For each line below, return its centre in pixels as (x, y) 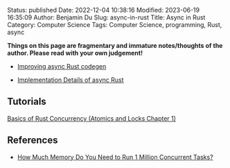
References (33, 141)
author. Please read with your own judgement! (75, 53)
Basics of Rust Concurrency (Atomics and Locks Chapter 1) (92, 118)
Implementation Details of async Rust (70, 80)
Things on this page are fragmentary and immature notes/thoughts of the (115, 45)
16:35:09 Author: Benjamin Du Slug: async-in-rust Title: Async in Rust (106, 17)
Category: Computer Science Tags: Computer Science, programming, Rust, (115, 25)
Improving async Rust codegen (62, 66)
